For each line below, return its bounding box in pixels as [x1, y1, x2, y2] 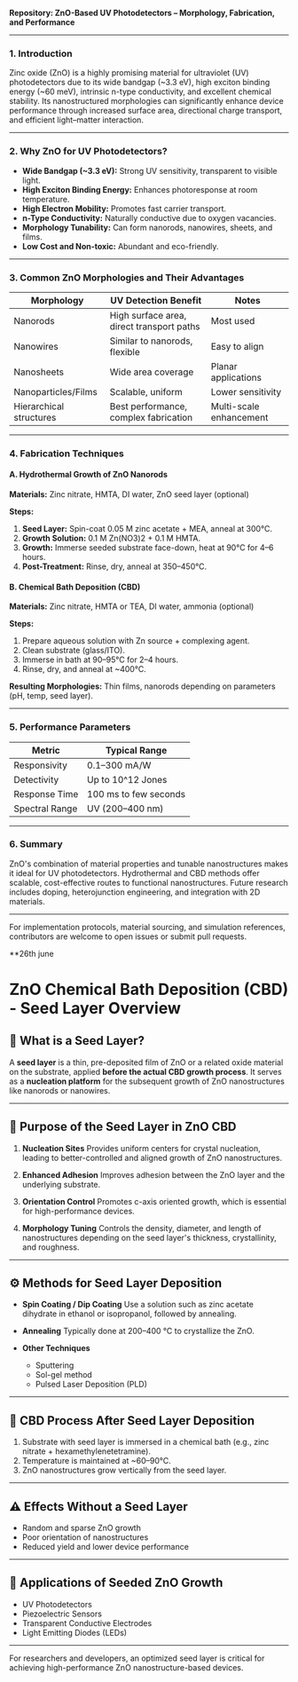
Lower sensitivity [210, 385, 282, 398]
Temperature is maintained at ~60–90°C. [21, 1456, 171, 1466]
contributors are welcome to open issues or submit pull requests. [9, 931, 247, 942]
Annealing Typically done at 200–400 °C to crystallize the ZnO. [21, 1326, 255, 1337]
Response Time [13, 787, 79, 800]
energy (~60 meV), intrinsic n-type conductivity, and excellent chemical [9, 86, 272, 97]
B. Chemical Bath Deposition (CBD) [9, 581, 141, 592]
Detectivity [13, 773, 59, 786]
